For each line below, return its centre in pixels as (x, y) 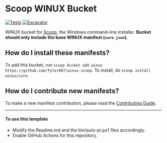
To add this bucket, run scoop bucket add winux (54, 65)
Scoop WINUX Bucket (51, 9)
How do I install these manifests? (57, 53)
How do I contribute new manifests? (62, 91)
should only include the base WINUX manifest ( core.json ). (67, 37)
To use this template (27, 119)
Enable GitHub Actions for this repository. (55, 135)
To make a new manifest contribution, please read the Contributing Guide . (81, 103)
